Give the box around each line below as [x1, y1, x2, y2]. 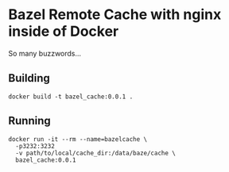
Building [8, 71, 50, 85]
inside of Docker [8, 22, 119, 40]
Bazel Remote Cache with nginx [8, 6, 222, 24]
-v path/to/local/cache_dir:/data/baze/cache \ [15, 149, 177, 157]
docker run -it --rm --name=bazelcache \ [8, 135, 148, 143]
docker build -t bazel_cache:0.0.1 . [8, 93, 134, 101]
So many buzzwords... [8, 48, 82, 58]
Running [8, 114, 52, 128]
